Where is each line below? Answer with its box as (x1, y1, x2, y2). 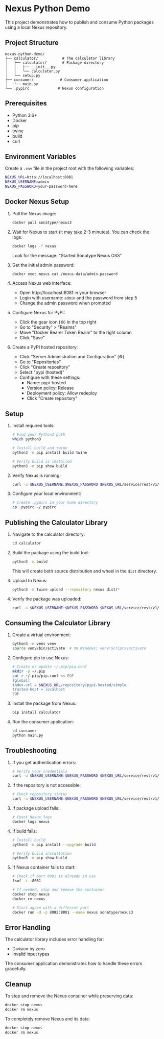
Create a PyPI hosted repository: (12, 344, 78, 350)
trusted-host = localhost (12, 687, 65, 692)
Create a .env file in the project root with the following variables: (5, 165, 135, 172)
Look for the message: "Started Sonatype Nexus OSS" (12, 252, 122, 258)
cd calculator (12, 541, 41, 545)
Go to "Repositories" (19, 359, 61, 365)
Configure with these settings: (19, 374, 81, 380)
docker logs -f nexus (12, 244, 56, 248)
